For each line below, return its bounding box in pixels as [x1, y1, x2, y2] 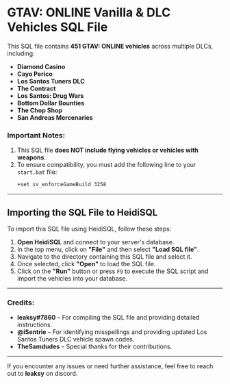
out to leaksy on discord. [7, 370, 78, 378]
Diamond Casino [16, 62, 66, 71]
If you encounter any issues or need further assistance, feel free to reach [7, 362, 214, 370]
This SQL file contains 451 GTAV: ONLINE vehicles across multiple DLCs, [7, 42, 214, 50]
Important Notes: [7, 130, 66, 140]
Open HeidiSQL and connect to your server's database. [16, 238, 175, 246]
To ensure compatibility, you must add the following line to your [16, 161, 196, 169]
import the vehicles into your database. [16, 274, 128, 282]
